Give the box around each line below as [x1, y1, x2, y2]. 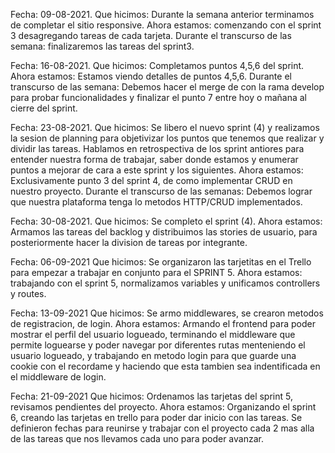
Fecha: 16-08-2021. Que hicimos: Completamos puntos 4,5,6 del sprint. [10, 60, 305, 71]
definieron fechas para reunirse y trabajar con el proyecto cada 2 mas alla [10, 422, 315, 434]
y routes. [10, 288, 47, 299]
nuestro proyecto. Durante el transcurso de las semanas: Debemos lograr [10, 185, 313, 197]
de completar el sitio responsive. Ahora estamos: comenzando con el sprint [10, 19, 322, 31]
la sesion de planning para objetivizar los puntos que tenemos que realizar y [10, 132, 325, 144]
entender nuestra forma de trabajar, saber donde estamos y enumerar [10, 154, 299, 165]
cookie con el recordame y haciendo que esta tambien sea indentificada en [10, 360, 321, 372]
